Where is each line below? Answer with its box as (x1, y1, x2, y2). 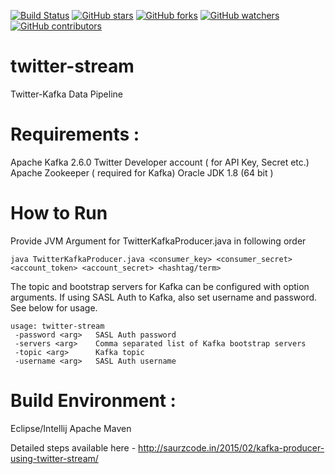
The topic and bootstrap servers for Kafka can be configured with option (10, 280, 310, 292)
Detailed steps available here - (10, 441, 137, 454)
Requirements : (10, 123, 140, 146)
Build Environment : (10, 390, 177, 412)
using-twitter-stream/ (10, 452, 99, 464)
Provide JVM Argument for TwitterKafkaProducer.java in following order (10, 235, 307, 247)
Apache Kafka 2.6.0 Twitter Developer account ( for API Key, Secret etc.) (10, 156, 310, 168)
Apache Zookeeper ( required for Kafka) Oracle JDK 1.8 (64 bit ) (10, 166, 274, 179)
